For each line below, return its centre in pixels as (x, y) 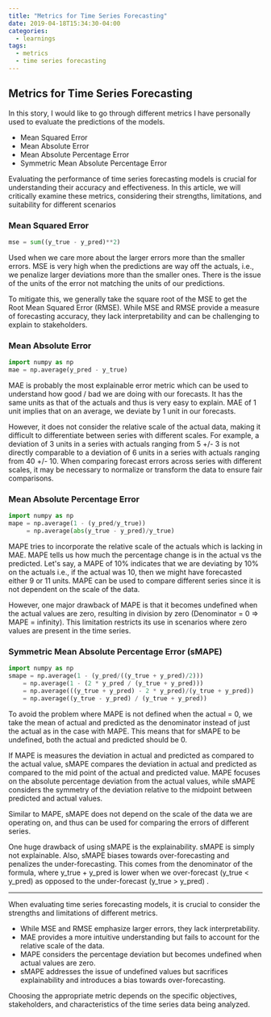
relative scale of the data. (62, 945)
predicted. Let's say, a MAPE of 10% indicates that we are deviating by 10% (134, 563)
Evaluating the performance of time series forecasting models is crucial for (133, 179)
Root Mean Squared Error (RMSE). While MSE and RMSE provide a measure (134, 307)
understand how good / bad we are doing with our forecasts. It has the (126, 393)
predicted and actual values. (56, 798)
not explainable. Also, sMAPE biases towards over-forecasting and (119, 855)
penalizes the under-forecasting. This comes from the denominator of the (131, 864)
